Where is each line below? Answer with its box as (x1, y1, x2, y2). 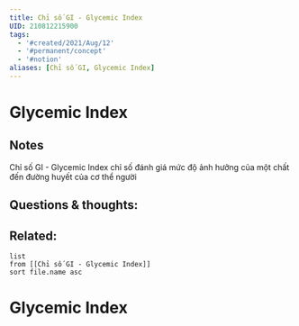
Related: (9, 228, 58, 243)
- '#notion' (17, 55, 63, 64)
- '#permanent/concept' (17, 47, 106, 56)
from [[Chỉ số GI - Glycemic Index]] (9, 260, 151, 269)
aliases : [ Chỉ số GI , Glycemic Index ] (9, 64, 155, 73)
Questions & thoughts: (9, 197, 139, 213)
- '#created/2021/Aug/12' (17, 38, 115, 48)
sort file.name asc (9, 267, 83, 277)
